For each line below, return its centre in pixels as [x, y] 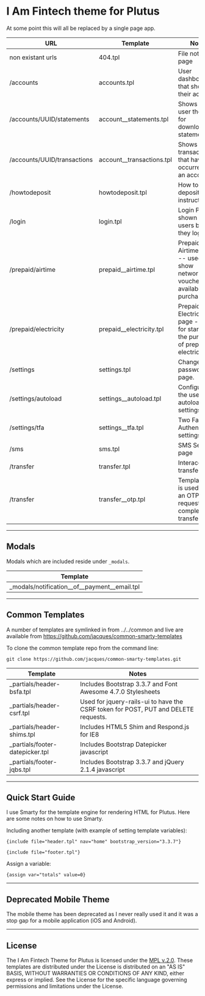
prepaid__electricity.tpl [131, 329]
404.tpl [109, 57]
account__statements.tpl [134, 119]
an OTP [189, 495]
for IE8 [90, 734]
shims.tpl [22, 734]
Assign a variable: [29, 864]
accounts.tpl [116, 82]
